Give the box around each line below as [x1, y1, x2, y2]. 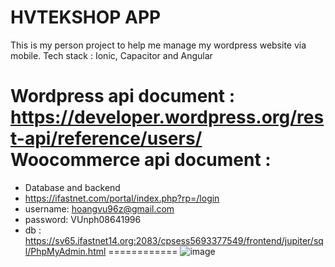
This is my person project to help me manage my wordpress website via [10, 39, 307, 51]
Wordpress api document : [10, 85, 235, 108]
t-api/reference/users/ [10, 127, 203, 150]
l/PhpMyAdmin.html [24, 245, 107, 257]
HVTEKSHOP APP [10, 6, 162, 29]
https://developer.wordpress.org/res [10, 106, 325, 129]
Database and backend [24, 181, 121, 193]
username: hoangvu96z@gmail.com [24, 202, 175, 215]
